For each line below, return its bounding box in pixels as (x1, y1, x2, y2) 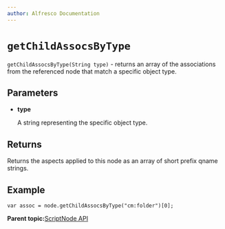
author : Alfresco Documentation (7, 10, 100, 17)
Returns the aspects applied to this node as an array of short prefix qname (7, 157, 218, 165)
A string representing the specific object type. (17, 118, 148, 127)
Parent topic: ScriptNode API (7, 215, 88, 222)
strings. (7, 164, 29, 173)
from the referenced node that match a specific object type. (7, 67, 177, 76)
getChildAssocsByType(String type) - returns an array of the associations (7, 60, 216, 68)
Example (7, 184, 45, 196)
